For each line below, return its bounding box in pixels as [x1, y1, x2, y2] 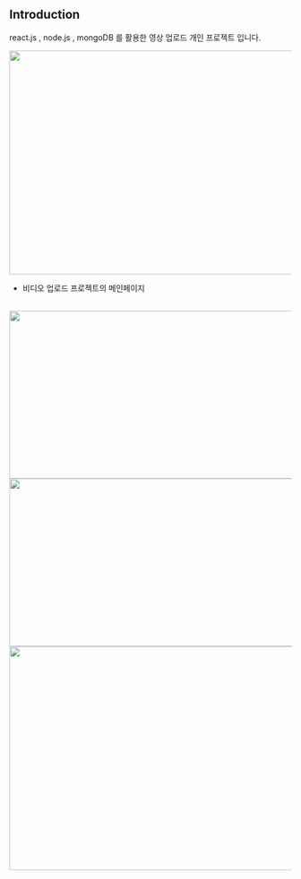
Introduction [9, 7, 81, 22]
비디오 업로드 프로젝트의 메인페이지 [21, 282, 145, 294]
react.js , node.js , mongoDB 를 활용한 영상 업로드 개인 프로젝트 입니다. [9, 31, 262, 43]
